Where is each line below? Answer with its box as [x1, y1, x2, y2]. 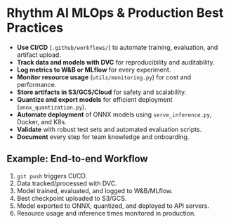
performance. [16, 80, 57, 88]
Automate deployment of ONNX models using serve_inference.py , [16, 110, 212, 119]
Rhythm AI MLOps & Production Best [6, 5, 224, 21]
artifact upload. [16, 51, 61, 59]
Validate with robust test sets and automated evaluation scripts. [16, 125, 202, 133]
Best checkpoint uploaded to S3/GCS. [16, 194, 127, 202]
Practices [6, 20, 64, 36]
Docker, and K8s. [16, 117, 67, 126]
